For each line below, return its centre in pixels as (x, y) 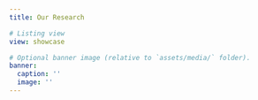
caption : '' (39, 74)
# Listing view (37, 33)
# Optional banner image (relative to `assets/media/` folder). (130, 58)
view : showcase (37, 42)
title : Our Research (47, 17)
